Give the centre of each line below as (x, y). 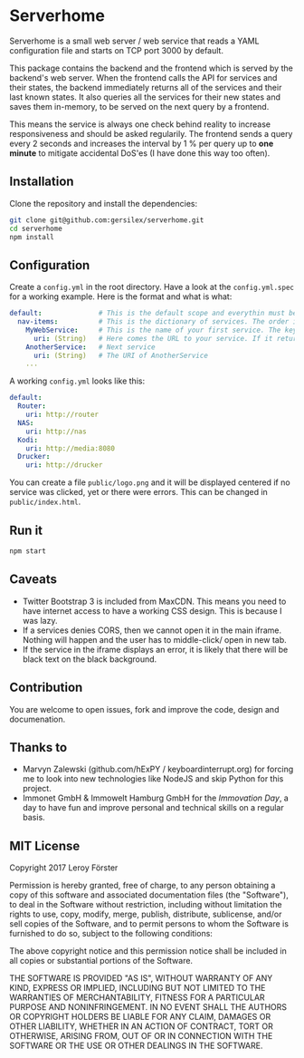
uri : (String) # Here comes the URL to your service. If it (153, 338)
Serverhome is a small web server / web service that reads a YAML (134, 41)
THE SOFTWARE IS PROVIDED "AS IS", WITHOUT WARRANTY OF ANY (141, 978)
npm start (28, 551)
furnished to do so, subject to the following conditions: (111, 934)
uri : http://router (62, 415)
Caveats (33, 580)
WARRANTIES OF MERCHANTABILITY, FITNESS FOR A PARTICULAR (137, 997)
